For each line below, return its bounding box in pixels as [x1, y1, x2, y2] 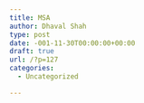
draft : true [9, 47, 54, 56]
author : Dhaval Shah [9, 22, 88, 31]
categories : [9, 64, 54, 73]
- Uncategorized [17, 72, 79, 81]
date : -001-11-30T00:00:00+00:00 [9, 38, 136, 48]
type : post [9, 30, 51, 39]
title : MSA [9, 13, 51, 23]
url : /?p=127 [9, 55, 59, 64]
